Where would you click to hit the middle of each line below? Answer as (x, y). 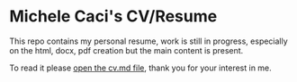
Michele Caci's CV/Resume (113, 16)
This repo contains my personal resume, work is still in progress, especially (148, 41)
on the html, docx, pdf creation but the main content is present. (126, 50)
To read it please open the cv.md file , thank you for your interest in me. (140, 68)
